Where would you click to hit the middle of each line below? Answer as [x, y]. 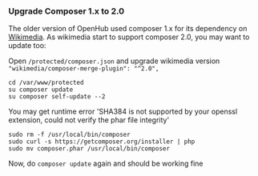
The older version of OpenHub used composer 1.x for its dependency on [128, 29]
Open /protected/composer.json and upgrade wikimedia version [114, 61]
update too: [27, 46]
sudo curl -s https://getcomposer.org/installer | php [102, 142]
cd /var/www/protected [46, 83]
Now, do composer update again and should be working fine [106, 164]
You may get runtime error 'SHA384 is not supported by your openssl [123, 112]
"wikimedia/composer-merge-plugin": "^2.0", [84, 69]
